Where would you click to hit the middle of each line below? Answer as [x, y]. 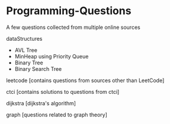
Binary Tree [29, 63]
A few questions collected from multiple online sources [73, 27]
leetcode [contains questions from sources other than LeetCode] [85, 80]
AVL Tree [26, 50]
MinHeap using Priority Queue [52, 56]
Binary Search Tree [38, 68]
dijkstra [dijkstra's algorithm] [41, 103]
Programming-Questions [69, 11]
